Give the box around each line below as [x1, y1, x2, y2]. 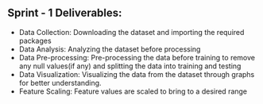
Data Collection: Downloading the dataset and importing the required [18, 27, 245, 37]
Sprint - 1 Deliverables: [7, 6, 122, 20]
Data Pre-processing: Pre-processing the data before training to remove [18, 52, 256, 62]
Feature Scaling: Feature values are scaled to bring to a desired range [18, 87, 248, 96]
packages [18, 36, 52, 45]
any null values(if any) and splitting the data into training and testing [18, 61, 242, 71]
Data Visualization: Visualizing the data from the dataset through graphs [18, 69, 255, 79]
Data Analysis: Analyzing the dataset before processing [18, 44, 201, 54]
